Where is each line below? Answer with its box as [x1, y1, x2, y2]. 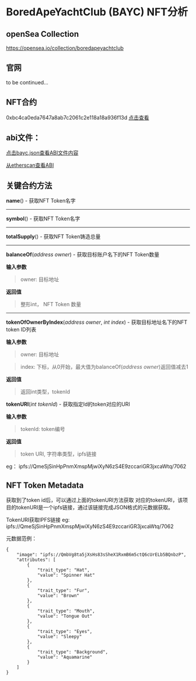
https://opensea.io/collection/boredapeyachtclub [6, 45, 124, 52]
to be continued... [6, 78, 48, 85]
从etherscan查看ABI [6, 162, 54, 169]
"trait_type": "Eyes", [37, 629, 93, 635]
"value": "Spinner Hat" [37, 572, 95, 579]
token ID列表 [6, 326, 37, 333]
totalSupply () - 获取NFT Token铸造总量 [6, 233, 101, 240]
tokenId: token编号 [20, 426, 65, 433]
